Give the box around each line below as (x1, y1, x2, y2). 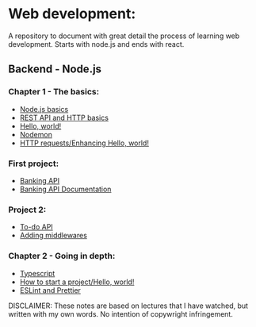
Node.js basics (19, 104, 69, 113)
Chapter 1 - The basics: (8, 87, 100, 98)
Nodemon (19, 129, 53, 139)
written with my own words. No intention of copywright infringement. (8, 309, 234, 318)
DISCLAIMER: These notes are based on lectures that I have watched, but (8, 301, 248, 310)
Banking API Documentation (19, 184, 112, 194)
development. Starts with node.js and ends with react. (8, 39, 185, 48)
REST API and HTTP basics (19, 113, 109, 122)
